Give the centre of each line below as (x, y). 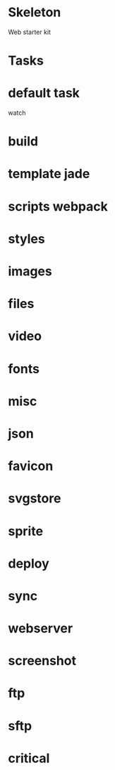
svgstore (35, 499)
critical (29, 758)
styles (26, 239)
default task (44, 93)
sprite (26, 531)
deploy (29, 563)
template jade (49, 174)
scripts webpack (58, 206)
